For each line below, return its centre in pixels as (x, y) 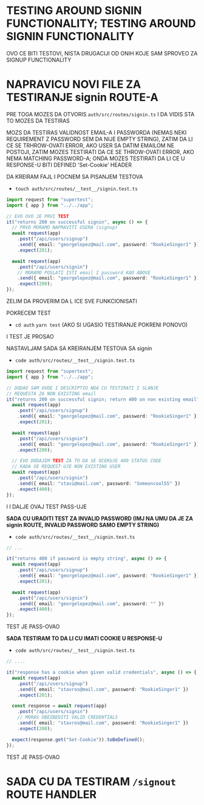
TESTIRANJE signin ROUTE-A (83, 97)
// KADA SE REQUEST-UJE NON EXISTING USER (66, 466)
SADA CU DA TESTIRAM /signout (91, 782)
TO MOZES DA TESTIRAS (38, 121)
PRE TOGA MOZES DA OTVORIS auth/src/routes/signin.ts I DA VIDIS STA (100, 114)
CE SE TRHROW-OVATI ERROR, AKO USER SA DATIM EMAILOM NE (90, 145)
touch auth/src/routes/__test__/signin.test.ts (76, 189)
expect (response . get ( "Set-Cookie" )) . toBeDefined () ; (79, 740)
